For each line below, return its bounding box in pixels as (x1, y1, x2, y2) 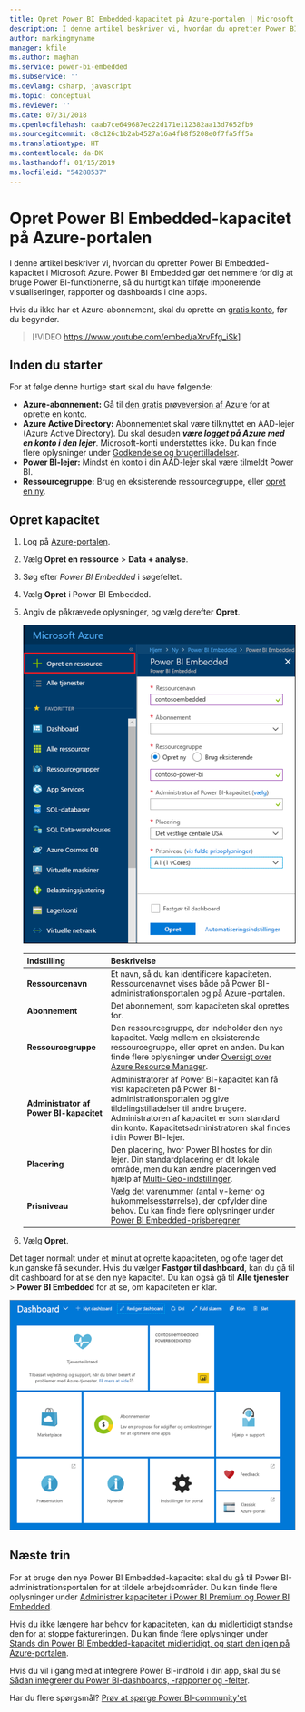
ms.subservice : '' (9, 73, 79, 82)
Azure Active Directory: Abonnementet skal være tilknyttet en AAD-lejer (22, 418, 295, 429)
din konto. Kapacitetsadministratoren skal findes (110, 1122, 290, 1133)
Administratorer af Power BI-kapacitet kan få (110, 1074, 279, 1085)
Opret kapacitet (9, 512, 100, 527)
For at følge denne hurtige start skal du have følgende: (9, 381, 213, 392)
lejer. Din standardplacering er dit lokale (110, 1154, 260, 1165)
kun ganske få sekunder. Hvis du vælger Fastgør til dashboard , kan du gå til (9, 1262, 295, 1273)
